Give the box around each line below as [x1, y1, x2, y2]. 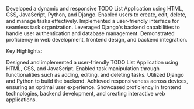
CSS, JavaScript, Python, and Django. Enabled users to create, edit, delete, [6, 11, 187, 18]
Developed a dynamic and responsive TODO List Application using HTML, [6, 5, 184, 12]
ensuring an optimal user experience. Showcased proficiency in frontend [6, 84, 182, 90]
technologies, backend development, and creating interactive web [6, 90, 165, 97]
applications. [6, 96, 37, 103]
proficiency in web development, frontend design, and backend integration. [6, 36, 188, 43]
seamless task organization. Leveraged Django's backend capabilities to [6, 23, 180, 30]
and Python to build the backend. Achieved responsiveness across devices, [6, 77, 189, 84]
